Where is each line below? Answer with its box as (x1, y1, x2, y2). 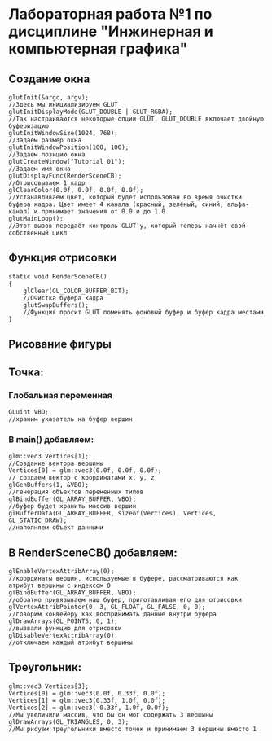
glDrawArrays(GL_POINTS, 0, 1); (8, 617, 118, 625)
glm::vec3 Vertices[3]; (8, 682, 90, 691)
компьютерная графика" (8, 40, 188, 58)
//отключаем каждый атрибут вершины (8, 638, 133, 647)
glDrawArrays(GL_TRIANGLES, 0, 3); (8, 717, 129, 726)
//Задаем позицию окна (8, 151, 86, 159)
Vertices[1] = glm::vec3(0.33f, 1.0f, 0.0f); (8, 696, 165, 704)
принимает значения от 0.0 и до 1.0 (41, 208, 165, 216)
